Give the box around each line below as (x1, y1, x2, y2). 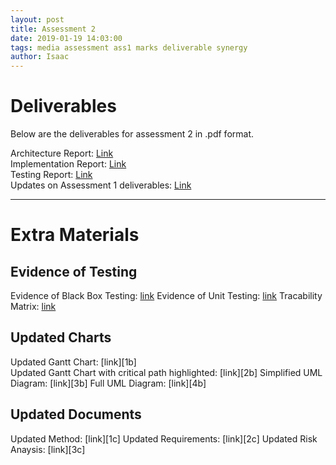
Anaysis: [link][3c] (10, 443, 86, 455)
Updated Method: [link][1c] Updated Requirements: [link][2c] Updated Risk (10, 432, 318, 445)
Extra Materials (10, 224, 140, 246)
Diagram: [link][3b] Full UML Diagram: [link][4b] (10, 377, 207, 389)
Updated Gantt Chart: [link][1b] (10, 356, 137, 368)
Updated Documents (10, 406, 142, 423)
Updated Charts (10, 329, 112, 346)
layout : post (10, 14, 65, 25)
